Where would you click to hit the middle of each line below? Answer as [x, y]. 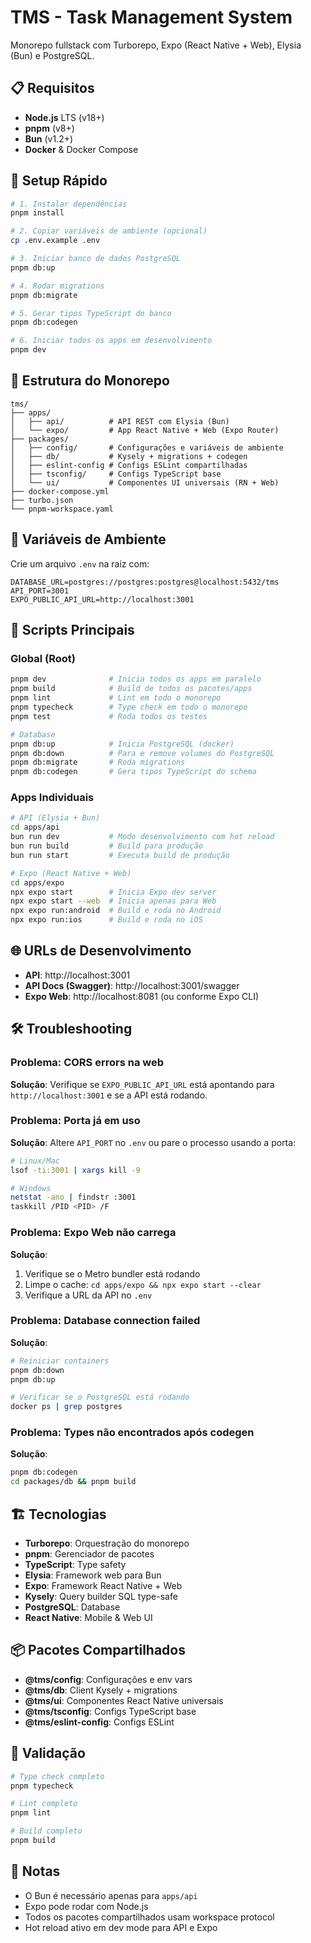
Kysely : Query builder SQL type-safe [101, 1597]
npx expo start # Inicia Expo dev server [113, 892]
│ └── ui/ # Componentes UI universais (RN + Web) [145, 482]
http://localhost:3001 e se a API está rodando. [109, 1095]
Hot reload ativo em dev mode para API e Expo [121, 1927]
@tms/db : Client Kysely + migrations [101, 1690]
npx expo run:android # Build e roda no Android [116, 911]
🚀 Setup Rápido [59, 181]
